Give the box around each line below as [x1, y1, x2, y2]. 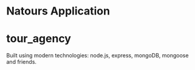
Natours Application [6, 4, 111, 18]
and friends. [6, 59, 37, 66]
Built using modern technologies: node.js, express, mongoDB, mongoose [6, 52, 189, 59]
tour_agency [6, 32, 72, 46]
